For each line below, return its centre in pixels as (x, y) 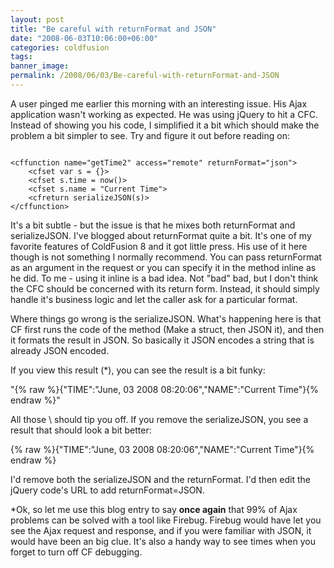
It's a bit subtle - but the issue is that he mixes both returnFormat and (153, 225)
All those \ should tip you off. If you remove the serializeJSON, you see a (159, 419)
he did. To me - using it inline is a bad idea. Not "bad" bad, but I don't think (164, 278)
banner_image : (40, 66)
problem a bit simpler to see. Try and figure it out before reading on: (150, 135)
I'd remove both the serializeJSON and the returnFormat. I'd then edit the (160, 479)
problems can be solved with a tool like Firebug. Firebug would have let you (166, 520)
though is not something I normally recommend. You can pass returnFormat (166, 257)
